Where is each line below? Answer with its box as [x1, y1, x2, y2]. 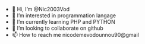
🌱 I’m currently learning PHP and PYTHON [11, 18, 116, 25]
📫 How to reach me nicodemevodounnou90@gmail [11, 32, 140, 38]
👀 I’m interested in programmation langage [11, 12, 116, 19]
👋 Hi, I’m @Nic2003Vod [11, 6, 70, 12]
